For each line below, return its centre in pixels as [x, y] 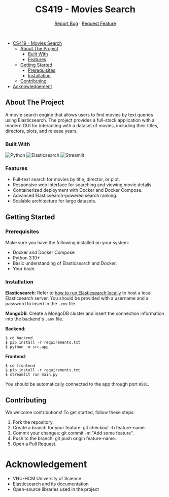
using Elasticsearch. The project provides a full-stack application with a [80, 120]
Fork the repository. [33, 422]
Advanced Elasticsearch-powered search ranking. [65, 196]
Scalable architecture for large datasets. [54, 201]
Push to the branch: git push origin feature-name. [64, 438]
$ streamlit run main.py [31, 375]
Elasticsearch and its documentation [50, 484]
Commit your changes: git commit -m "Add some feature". [73, 433]
